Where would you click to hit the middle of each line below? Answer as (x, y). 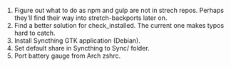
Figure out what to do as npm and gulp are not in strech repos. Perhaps (119, 10)
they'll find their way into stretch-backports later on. (91, 18)
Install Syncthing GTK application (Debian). (77, 41)
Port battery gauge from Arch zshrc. (67, 56)
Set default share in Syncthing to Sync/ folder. (82, 48)
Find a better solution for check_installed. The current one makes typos (119, 25)
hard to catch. (35, 33)
